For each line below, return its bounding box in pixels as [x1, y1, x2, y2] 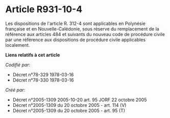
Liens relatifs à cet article [5, 52, 60, 58]
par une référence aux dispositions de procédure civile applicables [5, 37, 146, 43]
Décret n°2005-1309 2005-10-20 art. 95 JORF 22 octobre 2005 [12, 97, 147, 103]
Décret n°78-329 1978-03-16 [12, 71, 74, 77]
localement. [5, 42, 30, 48]
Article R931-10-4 [5, 4, 83, 15]
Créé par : [5, 86, 26, 93]
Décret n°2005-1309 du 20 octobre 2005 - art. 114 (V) [12, 102, 127, 108]
